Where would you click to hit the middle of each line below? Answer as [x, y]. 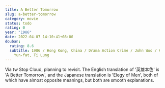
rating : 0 [15, 28]
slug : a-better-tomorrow [30, 14]
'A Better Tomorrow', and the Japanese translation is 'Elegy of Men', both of [82, 75]
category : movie [22, 19]
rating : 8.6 [22, 46]
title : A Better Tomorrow [31, 10]
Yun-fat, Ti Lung [32, 55]
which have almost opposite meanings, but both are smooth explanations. [80, 80]
